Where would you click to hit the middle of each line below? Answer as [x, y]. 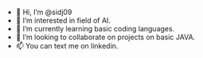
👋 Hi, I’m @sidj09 [44, 12]
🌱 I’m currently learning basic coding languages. [95, 29]
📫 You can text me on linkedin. [67, 46]
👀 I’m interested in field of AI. [63, 20]
